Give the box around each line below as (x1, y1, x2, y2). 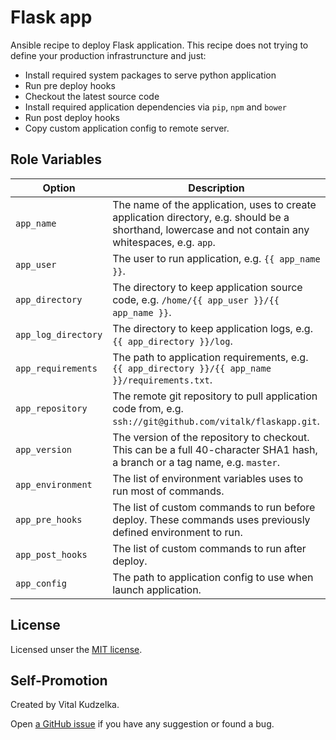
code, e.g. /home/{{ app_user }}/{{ (112, 292, 280, 306)
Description (188, 181, 245, 195)
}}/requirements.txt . (112, 372, 213, 386)
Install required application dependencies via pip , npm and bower (24, 101, 287, 113)
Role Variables (10, 151, 102, 168)
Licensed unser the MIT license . (10, 643, 143, 655)
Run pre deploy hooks (24, 79, 116, 91)
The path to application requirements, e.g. (112, 350, 309, 364)
